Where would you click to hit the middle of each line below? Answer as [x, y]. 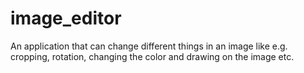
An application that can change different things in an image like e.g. [149, 46]
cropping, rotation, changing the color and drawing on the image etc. [152, 56]
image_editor [66, 18]
